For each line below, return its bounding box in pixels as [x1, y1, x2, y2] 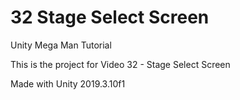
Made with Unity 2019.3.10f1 [10, 77, 126, 90]
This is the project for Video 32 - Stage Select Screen [10, 58, 231, 70]
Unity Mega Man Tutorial [10, 39, 112, 51]
